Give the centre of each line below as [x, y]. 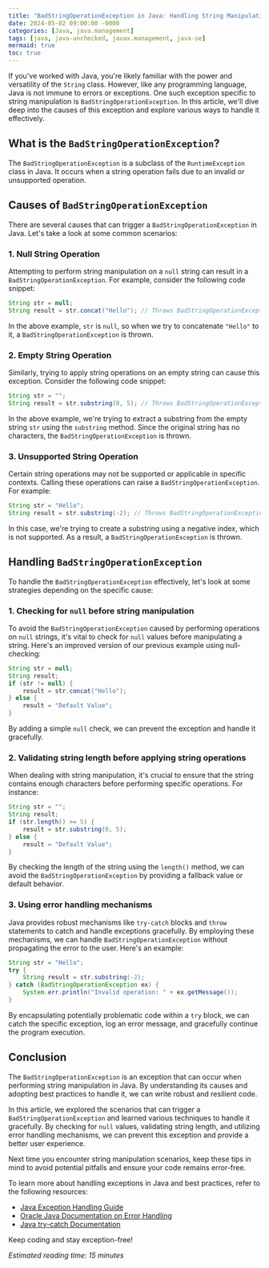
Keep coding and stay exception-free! [71, 1239]
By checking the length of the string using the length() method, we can [126, 867]
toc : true [25, 53]
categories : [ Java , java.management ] [71, 30]
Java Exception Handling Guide [72, 1207]
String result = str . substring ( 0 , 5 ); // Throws [91, 403]
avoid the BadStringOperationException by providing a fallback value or [126, 876]
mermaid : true [32, 46]
